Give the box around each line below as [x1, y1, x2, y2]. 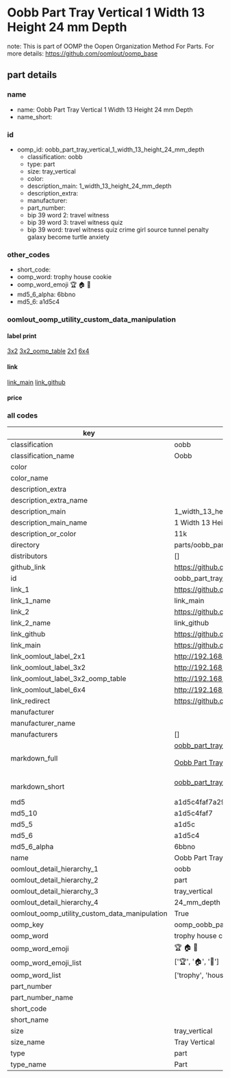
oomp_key [10, 920, 44, 930]
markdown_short [10, 782, 65, 791]
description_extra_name [10, 496, 88, 505]
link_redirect [10, 696, 51, 706]
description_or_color [10, 529, 77, 539]
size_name [10, 1038, 45, 1047]
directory [10, 540, 40, 550]
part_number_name [10, 993, 73, 1003]
